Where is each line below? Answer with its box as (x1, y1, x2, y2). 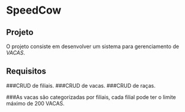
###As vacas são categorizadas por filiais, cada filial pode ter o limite (6, 93, 176, 101)
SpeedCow (6, 4, 62, 17)
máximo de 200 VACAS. (6, 100, 65, 107)
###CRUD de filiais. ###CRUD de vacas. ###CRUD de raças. (6, 82, 156, 89)
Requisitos (6, 66, 46, 76)
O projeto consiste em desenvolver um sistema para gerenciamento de (6, 43, 180, 50)
